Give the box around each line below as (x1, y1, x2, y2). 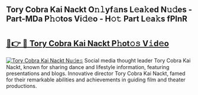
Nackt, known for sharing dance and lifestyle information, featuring (6, 64, 170, 70)
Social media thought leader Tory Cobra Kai (84, 57, 191, 64)
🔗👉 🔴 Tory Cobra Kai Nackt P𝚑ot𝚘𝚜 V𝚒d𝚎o (6, 38, 170, 48)
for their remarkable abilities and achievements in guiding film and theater (6, 76, 186, 83)
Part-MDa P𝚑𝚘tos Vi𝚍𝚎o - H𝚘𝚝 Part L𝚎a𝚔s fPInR (6, 14, 188, 24)
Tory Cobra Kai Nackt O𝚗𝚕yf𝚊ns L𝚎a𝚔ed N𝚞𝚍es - (6, 5, 192, 15)
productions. (6, 83, 37, 89)
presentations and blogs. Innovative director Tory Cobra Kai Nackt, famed (6, 70, 186, 77)
